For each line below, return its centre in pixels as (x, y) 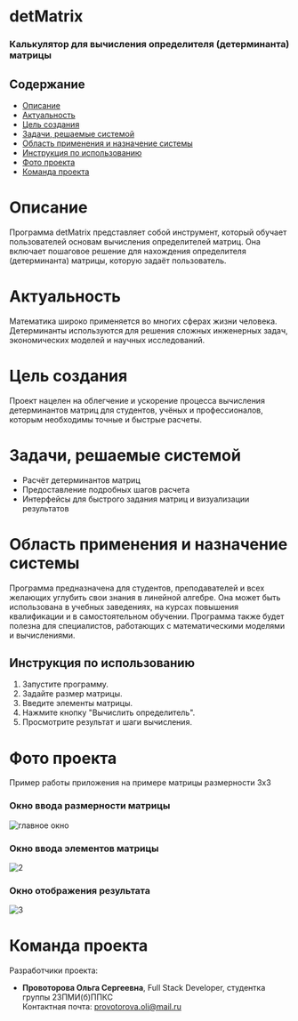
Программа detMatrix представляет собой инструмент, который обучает (148, 232)
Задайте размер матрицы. (72, 694)
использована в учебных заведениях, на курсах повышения (124, 607)
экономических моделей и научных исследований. (107, 340)
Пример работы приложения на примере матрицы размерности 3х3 (140, 783)
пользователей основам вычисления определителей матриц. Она (135, 241)
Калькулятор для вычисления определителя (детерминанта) (149, 44)
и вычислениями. (42, 635)
